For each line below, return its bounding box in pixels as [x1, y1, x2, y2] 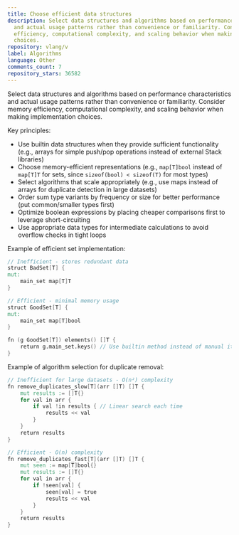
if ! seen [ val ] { [33, 482, 81, 489]
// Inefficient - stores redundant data [7, 258, 129, 265]
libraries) [17, 154, 44, 164]
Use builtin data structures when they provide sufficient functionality [17, 139, 219, 148]
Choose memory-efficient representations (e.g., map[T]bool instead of [17, 162, 223, 171]
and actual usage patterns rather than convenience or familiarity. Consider [7, 97, 225, 105]
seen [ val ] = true [45, 488, 97, 495]
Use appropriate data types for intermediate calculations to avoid [17, 223, 208, 231]
